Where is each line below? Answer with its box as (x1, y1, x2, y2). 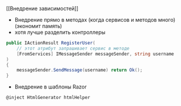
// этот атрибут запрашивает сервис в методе (16, 45, 130, 52)
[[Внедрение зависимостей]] (6, 5, 79, 12)
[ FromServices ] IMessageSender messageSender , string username (16, 51, 175, 57)
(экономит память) (14, 23, 63, 29)
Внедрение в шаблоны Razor (14, 83, 87, 90)
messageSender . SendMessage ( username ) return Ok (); (16, 67, 143, 73)
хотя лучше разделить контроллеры (14, 29, 105, 36)
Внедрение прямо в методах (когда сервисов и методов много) (14, 16, 176, 23)
